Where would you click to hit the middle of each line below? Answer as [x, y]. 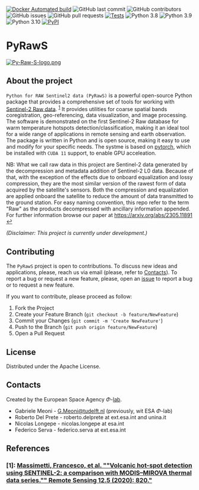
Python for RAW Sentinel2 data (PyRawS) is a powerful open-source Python [99, 95]
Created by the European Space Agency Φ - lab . [64, 399]
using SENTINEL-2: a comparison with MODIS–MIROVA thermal [99, 473]
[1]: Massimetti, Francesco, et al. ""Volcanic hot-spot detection [99, 466]
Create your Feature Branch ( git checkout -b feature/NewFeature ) [97, 315]
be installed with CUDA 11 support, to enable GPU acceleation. [81, 153]
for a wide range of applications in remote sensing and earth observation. [96, 134]
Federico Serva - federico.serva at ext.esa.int [70, 430]
